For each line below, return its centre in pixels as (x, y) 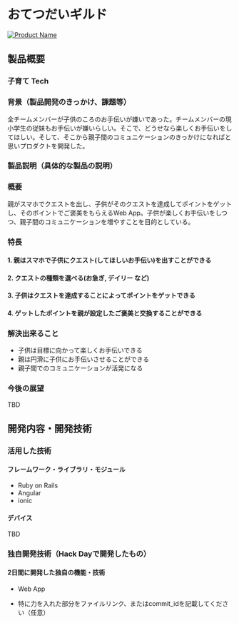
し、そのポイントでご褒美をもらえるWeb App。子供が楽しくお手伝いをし (115, 213)
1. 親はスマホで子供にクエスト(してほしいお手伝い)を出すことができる (110, 260)
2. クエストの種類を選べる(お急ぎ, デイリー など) (78, 278)
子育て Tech (28, 81)
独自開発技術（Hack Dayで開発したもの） (79, 554)
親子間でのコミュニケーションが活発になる (80, 368)
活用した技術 (30, 450)
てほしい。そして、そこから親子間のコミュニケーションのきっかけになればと (119, 137)
